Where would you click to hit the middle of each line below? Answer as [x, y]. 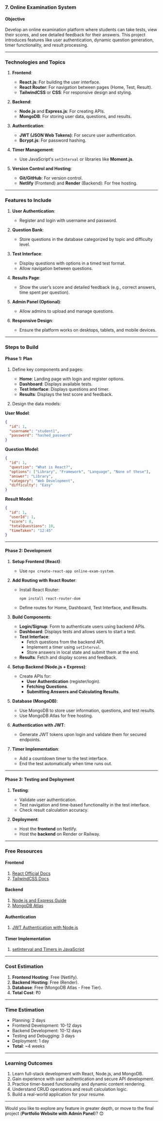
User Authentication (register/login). [63, 682]
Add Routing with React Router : [44, 580]
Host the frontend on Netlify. [48, 829]
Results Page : [26, 278]
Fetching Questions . [48, 686]
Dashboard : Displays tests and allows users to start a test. [78, 632]
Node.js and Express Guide [39, 900]
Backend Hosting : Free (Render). [45, 982]
